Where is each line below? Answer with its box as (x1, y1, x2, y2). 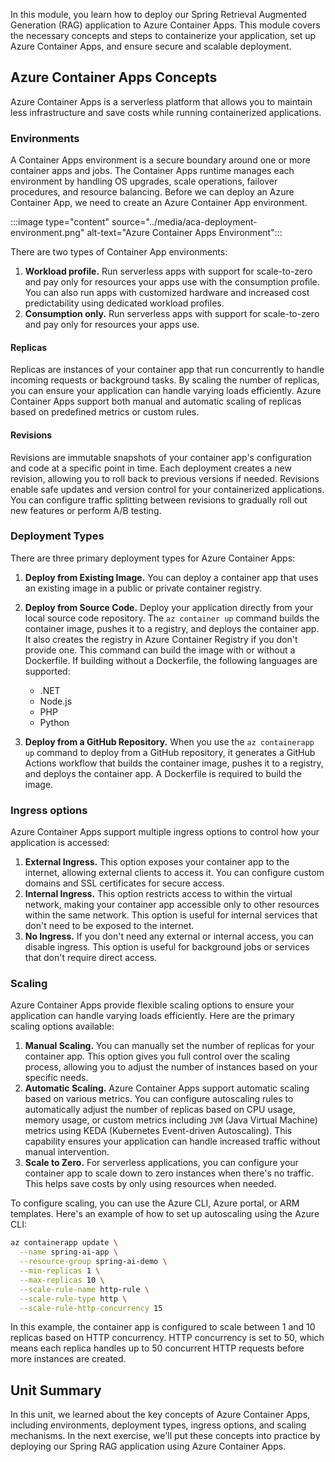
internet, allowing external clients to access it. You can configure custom (24, 867, 325, 879)
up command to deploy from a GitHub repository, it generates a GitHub (24, 746, 316, 758)
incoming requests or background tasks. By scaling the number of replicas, (10, 374, 320, 386)
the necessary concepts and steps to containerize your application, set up (10, 30, 317, 41)
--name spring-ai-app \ (19, 1247, 118, 1258)
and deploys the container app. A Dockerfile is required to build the (24, 767, 302, 779)
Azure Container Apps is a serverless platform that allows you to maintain (10, 95, 313, 108)
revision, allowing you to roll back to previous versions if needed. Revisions (10, 472, 320, 484)
